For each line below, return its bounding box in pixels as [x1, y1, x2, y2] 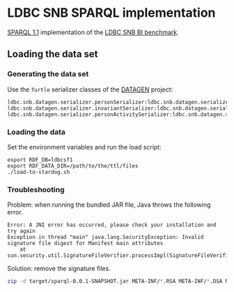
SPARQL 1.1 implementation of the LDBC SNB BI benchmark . [7, 28, 179, 36]
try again [7, 228, 36, 235]
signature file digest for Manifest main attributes [7, 240, 164, 247]
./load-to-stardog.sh [7, 168, 70, 175]
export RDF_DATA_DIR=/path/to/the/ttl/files [7, 162, 139, 169]
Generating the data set [7, 69, 89, 79]
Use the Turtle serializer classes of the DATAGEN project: [7, 85, 173, 94]
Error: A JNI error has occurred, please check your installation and [7, 221, 217, 228]
